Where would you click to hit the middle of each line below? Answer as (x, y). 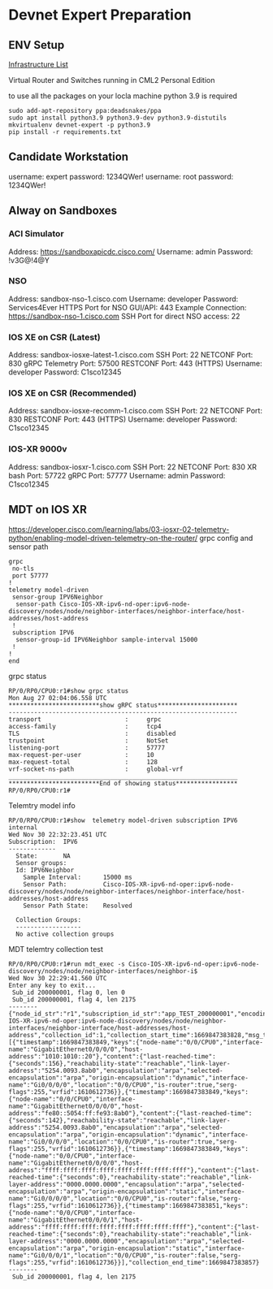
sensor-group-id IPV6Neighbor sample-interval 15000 (107, 639)
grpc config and (226, 538)
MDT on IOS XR (48, 510)
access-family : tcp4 (85, 726)
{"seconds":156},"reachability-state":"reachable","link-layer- (119, 1063)
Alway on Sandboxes (63, 211)
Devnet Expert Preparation (100, 15)
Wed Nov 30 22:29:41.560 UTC (58, 978)
